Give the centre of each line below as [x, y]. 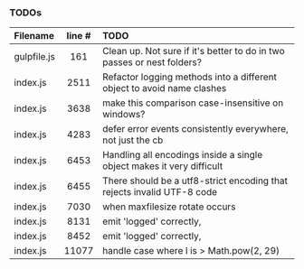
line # [79, 36]
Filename [34, 36]
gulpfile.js [35, 57]
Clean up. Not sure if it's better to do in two [194, 51]
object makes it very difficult [163, 166]
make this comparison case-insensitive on [193, 103]
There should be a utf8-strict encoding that [195, 181]
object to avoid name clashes [165, 88]
